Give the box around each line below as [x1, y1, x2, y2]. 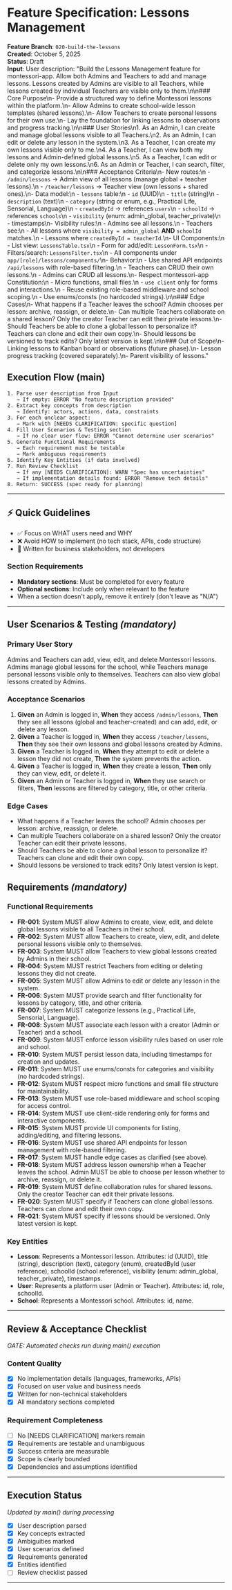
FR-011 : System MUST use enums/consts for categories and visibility [17, 1064, 214, 1073]
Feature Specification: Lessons [7, 5, 190, 21]
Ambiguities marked [17, 1537, 75, 1546]
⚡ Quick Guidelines [7, 507, 91, 519]
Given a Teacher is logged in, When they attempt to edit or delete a [17, 747, 209, 756]
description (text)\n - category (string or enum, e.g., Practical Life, [7, 197, 197, 205]
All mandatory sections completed [17, 1397, 115, 1406]
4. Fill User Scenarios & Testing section [7, 426, 131, 434]
